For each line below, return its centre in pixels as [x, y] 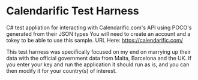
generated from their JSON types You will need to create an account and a [98, 33]
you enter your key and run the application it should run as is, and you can [98, 64]
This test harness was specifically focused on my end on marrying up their [98, 51]
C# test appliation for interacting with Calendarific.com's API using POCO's [99, 27]
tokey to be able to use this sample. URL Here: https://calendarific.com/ [94, 40]
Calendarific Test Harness [73, 11]
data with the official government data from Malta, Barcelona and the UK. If [99, 58]
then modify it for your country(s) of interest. [61, 70]
